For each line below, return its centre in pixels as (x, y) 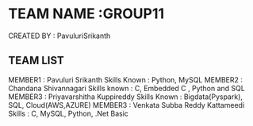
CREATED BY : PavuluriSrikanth (59, 36)
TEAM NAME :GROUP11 (86, 14)
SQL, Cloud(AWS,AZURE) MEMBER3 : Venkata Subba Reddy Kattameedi (126, 105)
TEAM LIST (36, 61)
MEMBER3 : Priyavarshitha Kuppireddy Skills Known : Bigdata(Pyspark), (126, 97)
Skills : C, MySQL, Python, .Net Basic (69, 113)
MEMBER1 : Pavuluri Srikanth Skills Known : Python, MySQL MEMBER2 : (126, 79)
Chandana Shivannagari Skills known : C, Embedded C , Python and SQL (127, 88)
